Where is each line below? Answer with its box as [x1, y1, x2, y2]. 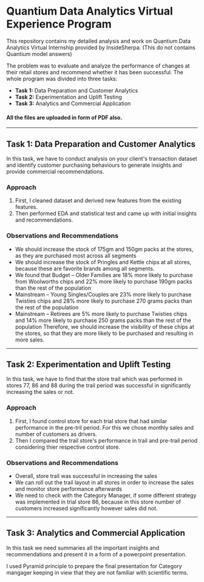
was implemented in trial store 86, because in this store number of [15, 498, 181, 505]
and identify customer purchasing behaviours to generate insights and [6, 161, 182, 169]
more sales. [15, 336, 44, 343]
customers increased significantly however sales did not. [15, 504, 158, 512]
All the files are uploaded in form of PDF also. [6, 114, 123, 121]
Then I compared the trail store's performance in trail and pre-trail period [15, 436, 198, 444]
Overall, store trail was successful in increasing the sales [15, 472, 158, 479]
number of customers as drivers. [15, 430, 97, 438]
